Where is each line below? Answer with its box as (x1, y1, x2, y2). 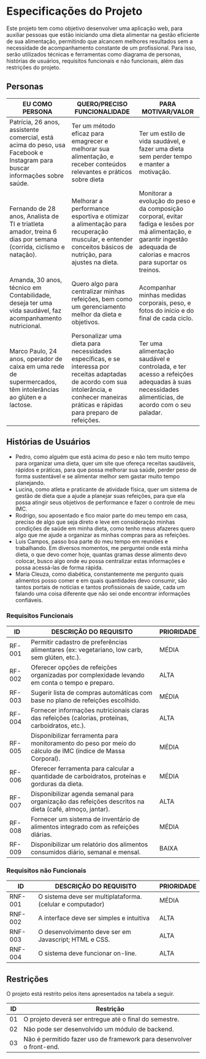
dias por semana (9, 235, 58, 243)
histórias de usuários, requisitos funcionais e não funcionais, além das (6, 57, 184, 64)
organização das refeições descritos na (30, 797, 145, 806)
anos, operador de (9, 354, 63, 363)
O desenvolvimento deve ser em (37, 928, 131, 936)
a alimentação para (71, 220, 127, 228)
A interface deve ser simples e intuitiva (37, 914, 150, 922)
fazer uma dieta (139, 144, 184, 153)
